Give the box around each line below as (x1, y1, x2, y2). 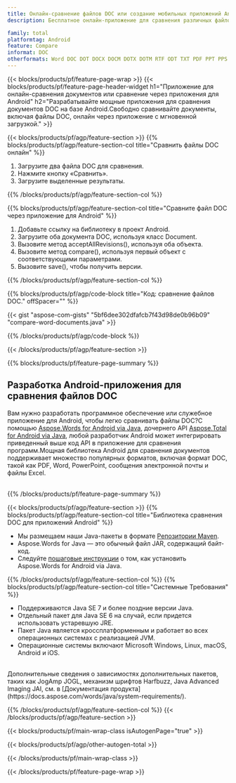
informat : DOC (7, 49, 49, 56)
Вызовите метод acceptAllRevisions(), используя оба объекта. (17, 239, 204, 248)
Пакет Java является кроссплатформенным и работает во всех (17, 626, 209, 634)
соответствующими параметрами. (17, 254, 122, 263)
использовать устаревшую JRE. (17, 619, 114, 627)
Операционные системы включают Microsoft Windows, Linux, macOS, (17, 640, 227, 650)
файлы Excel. (7, 468, 46, 477)
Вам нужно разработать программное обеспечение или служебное (7, 409, 213, 417)
